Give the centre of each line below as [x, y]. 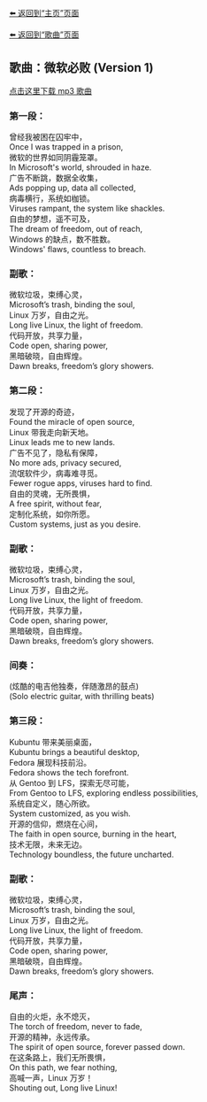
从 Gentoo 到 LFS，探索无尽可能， [72, 782]
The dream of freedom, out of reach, [76, 229]
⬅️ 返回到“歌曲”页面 [44, 35]
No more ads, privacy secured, [65, 462]
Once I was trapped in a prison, [66, 147]
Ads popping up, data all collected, [73, 188]
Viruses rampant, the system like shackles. [87, 208]
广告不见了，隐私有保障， [56, 452]
